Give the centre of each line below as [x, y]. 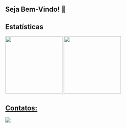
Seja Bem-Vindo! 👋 [36, 9]
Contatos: [21, 108]
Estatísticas [24, 27]
